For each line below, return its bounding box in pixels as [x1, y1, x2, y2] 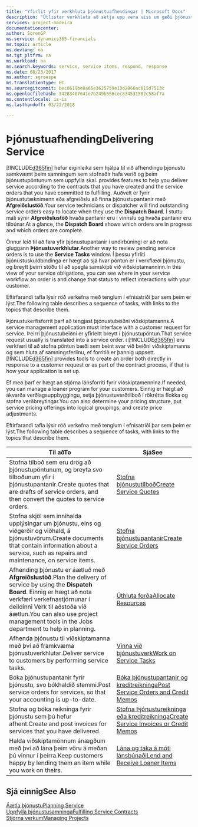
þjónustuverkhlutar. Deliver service [9, 649, 105, 657]
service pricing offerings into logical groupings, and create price [6, 404, 162, 411]
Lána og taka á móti [116, 744, 171, 752]
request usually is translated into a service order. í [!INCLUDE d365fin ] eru [6, 337, 184, 344]
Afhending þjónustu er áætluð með [9, 566, 105, 574]
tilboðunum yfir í [9, 473, 54, 481]
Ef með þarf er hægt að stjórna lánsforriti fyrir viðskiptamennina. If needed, [6, 379, 187, 386]
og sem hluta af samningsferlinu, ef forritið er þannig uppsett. [6, 349, 156, 356]
